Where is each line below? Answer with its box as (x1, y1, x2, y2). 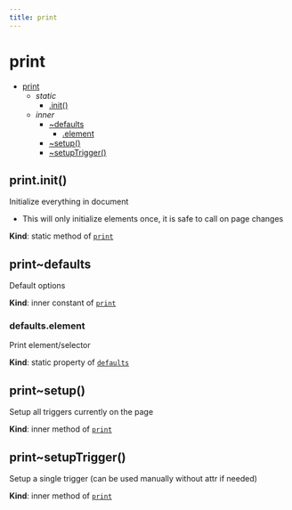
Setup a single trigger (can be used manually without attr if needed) (9, 474, 258, 484)
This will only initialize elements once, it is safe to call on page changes (21, 214, 284, 224)
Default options (9, 280, 66, 291)
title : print (9, 12, 58, 22)
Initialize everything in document (9, 197, 129, 207)
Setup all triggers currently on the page (9, 407, 154, 417)
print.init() (9, 173, 68, 188)
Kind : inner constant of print (9, 297, 117, 308)
